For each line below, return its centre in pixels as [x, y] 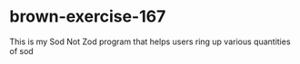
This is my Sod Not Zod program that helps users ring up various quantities [150, 41]
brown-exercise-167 [88, 17]
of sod [21, 50]
